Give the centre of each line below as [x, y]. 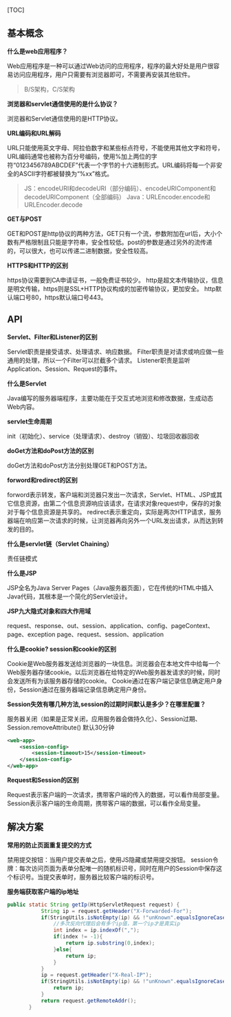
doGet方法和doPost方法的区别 [51, 450]
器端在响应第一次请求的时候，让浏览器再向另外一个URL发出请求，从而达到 [112, 521]
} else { [63, 949]
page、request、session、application [110, 634]
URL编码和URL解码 [34, 133]
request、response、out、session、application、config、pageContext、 [111, 625]
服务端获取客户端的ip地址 [43, 892]
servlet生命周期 [30, 421]
